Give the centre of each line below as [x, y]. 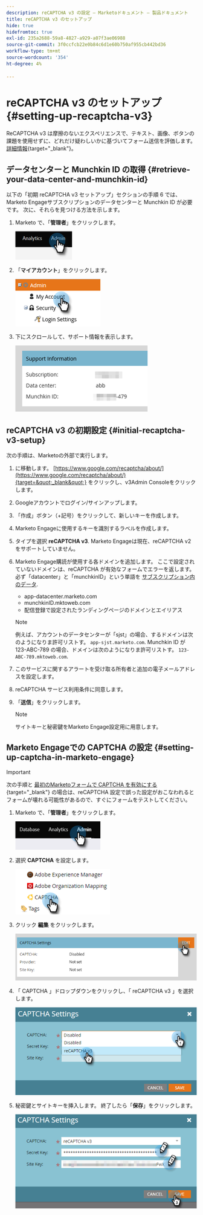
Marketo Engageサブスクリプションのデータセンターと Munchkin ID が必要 [99, 202]
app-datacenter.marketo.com [61, 596]
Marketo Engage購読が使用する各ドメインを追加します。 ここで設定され [105, 562]
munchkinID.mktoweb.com [57, 603]
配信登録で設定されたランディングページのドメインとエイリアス [103, 610]
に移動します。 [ [35, 468]
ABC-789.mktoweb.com [41, 657]
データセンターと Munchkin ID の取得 [76, 169]
